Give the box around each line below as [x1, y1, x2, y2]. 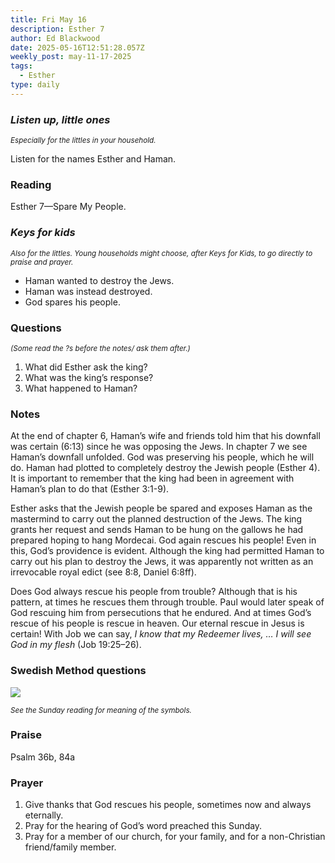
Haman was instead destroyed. [24, 285, 153, 297]
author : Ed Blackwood [10, 33, 101, 43]
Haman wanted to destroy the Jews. [24, 274, 175, 286]
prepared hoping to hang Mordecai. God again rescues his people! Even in [10, 534, 317, 546]
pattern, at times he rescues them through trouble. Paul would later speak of [10, 596, 325, 608]
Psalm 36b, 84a [10, 751, 76, 763]
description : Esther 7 [10, 24, 105, 34]
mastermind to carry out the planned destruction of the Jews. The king [10, 513, 303, 525]
